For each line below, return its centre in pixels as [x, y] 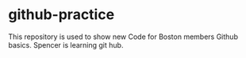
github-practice [61, 15]
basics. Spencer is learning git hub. [66, 44]
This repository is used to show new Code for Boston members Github [123, 37]
